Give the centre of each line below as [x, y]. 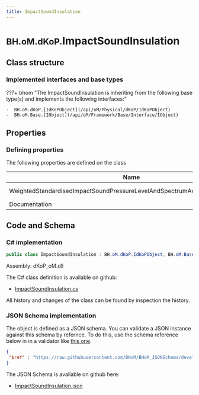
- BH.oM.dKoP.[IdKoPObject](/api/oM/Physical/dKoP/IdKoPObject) [88, 110]
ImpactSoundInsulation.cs [46, 288]
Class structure [35, 63]
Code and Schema [41, 225]
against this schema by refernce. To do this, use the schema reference [92, 335]
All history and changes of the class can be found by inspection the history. [98, 300]
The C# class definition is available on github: [62, 277]
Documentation [31, 204]
